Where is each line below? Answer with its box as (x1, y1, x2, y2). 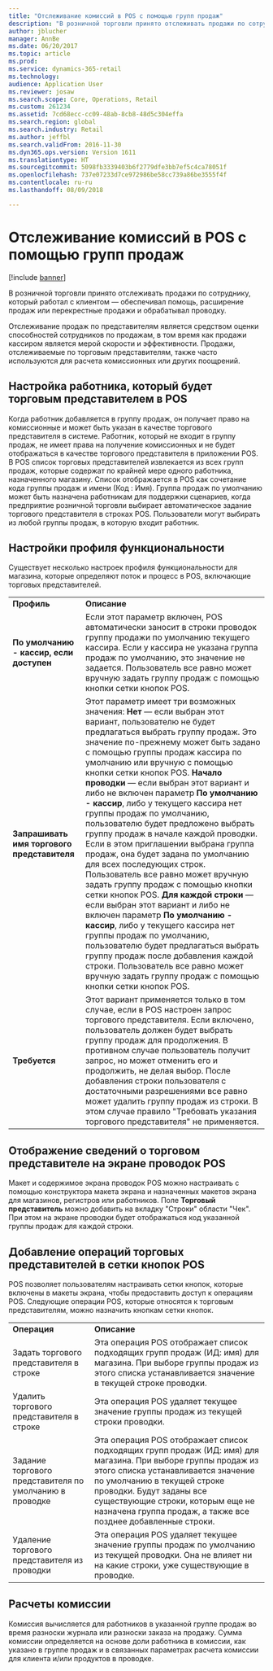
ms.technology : (8, 72, 60, 81)
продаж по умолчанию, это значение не (84, 652, 245, 663)
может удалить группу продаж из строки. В (84, 1096, 258, 1107)
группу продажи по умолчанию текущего (84, 632, 250, 643)
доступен (12, 657, 52, 668)
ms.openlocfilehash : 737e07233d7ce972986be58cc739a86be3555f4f (8, 171, 227, 179)
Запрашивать (12, 828, 68, 839)
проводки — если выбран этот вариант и (84, 777, 249, 789)
